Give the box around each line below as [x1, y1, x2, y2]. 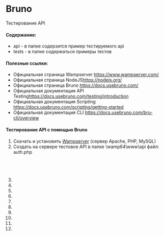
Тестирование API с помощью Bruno [6, 126, 88, 133]
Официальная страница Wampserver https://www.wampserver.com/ [13, 72, 159, 78]
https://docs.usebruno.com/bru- [85, 109, 153, 115]
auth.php [13, 149, 33, 155]
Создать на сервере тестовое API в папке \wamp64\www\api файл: [13, 144, 159, 150]
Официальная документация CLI [13, 109, 84, 115]
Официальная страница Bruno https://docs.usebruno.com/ [13, 82, 139, 88]
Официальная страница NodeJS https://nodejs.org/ [13, 77, 122, 83]
